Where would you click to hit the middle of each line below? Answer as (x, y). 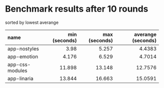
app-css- (19, 64)
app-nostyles (23, 49)
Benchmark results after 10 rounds (77, 9)
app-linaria (20, 78)
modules (18, 70)
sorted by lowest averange (32, 22)
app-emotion (23, 56)
